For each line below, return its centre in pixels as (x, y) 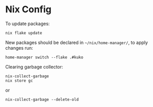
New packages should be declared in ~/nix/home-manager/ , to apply (77, 42)
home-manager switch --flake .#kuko (44, 57)
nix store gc (19, 80)
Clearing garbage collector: (34, 67)
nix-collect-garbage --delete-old (42, 99)
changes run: (19, 48)
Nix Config (28, 9)
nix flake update (24, 33)
